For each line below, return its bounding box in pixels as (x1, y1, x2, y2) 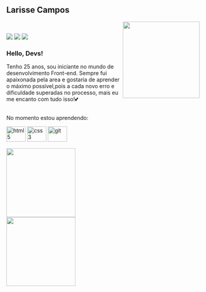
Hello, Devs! (6, 49, 44, 58)
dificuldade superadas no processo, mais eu (6, 89, 118, 97)
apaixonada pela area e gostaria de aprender (6, 76, 120, 83)
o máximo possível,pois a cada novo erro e (6, 83, 115, 90)
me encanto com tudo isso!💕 (6, 95, 78, 103)
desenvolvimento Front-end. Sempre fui (6, 70, 107, 77)
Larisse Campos (6, 5, 70, 15)
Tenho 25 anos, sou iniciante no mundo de (6, 63, 114, 70)
